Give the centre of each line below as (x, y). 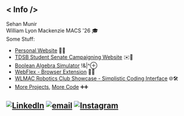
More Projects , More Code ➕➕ (51, 87)
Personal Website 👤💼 (40, 50)
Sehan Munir (22, 24)
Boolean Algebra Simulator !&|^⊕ (56, 65)
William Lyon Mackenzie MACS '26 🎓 (52, 30)
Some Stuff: (21, 39)
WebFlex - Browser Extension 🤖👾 (55, 72)
